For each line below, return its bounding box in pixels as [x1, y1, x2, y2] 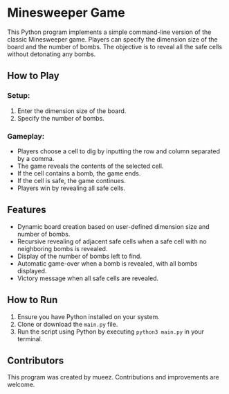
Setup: [7, 91, 30, 101]
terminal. [17, 334, 43, 343]
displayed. [17, 266, 47, 275]
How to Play [7, 70, 60, 82]
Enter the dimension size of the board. [17, 106, 127, 115]
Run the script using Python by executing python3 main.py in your [17, 327, 204, 336]
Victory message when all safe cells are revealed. [17, 274, 159, 282]
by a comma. [17, 154, 55, 162]
